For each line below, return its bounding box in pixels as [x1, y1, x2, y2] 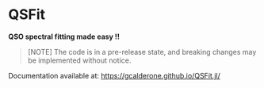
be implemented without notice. [27, 55, 132, 65]
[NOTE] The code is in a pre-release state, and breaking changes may [27, 47, 257, 56]
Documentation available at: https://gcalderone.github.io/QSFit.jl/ [8, 71, 220, 80]
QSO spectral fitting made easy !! [8, 32, 121, 41]
